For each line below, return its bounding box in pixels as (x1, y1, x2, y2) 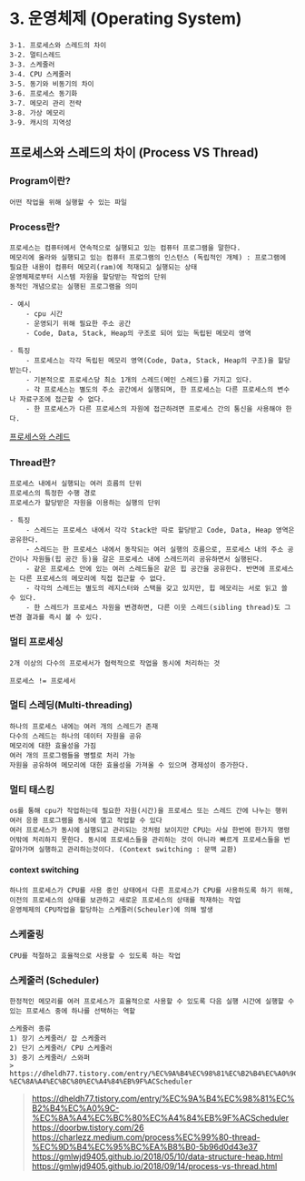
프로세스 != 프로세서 (9, 676, 76, 686)
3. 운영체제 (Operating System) (9, 8, 242, 29)
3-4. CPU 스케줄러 (9, 69, 72, 78)
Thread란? (9, 456, 56, 469)
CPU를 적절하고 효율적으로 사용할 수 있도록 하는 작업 (9, 951, 182, 961)
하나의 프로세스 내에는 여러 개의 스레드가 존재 (9, 721, 159, 731)
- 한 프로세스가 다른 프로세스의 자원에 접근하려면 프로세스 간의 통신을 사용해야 (25, 404, 282, 413)
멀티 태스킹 (9, 783, 55, 796)
